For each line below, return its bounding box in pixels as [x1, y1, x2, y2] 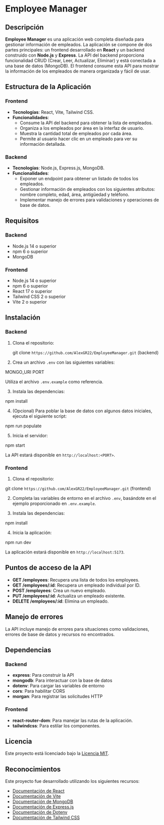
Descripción [5, 23, 44, 32]
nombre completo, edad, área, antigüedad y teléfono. [19, 191, 130, 197]
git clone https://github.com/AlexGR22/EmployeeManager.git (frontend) [5, 485, 151, 491]
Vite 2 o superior [12, 299, 47, 305]
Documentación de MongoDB [12, 798, 73, 804]
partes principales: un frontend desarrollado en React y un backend [5, 47, 145, 53]
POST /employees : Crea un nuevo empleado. [12, 587, 106, 594]
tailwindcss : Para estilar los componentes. [12, 722, 101, 729]
